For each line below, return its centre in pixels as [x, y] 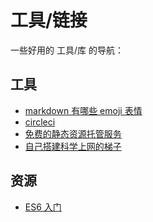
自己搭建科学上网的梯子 [73, 146]
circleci [40, 122]
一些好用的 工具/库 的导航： [67, 50]
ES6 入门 [43, 207]
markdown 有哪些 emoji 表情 [83, 110]
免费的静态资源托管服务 [73, 133]
